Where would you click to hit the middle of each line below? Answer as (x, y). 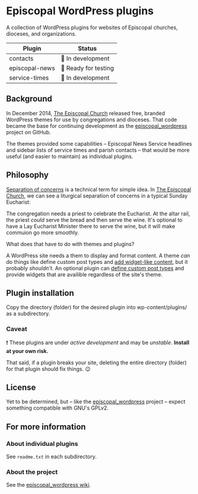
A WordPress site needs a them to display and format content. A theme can (98, 255)
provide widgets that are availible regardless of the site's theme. (84, 274)
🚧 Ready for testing (87, 68)
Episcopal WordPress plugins (80, 11)
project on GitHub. (29, 132)
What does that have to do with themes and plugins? (70, 244)
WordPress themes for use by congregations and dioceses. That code (92, 119)
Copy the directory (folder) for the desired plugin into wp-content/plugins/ (97, 307)
